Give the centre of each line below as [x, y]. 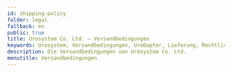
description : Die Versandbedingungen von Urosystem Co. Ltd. [97, 52]
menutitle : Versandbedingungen [52, 58]
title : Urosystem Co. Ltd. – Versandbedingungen [78, 39]
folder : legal [28, 20]
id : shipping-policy [37, 13]
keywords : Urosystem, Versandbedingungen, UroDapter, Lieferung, [103, 45]
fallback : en [26, 26]
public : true [26, 33]
